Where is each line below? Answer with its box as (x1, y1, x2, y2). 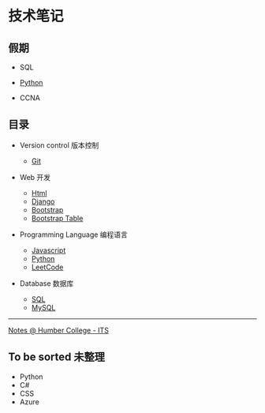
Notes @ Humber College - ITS (8, 325, 109, 335)
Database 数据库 (19, 278, 74, 288)
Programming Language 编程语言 (19, 230, 129, 239)
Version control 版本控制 (19, 140, 99, 150)
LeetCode (31, 262, 64, 272)
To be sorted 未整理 (8, 351, 105, 364)
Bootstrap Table (31, 213, 84, 223)
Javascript (31, 246, 66, 255)
